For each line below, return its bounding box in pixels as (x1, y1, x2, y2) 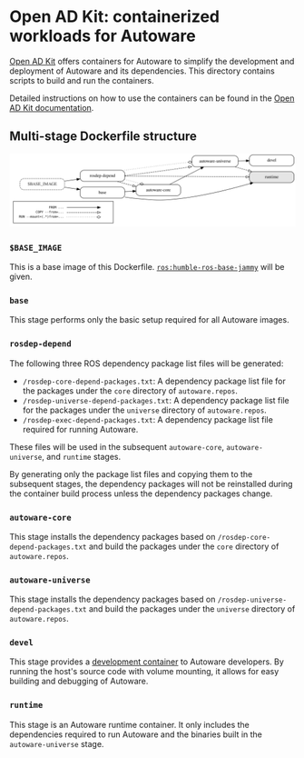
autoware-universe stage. (9, 738, 104, 749)
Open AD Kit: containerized (9, 6, 221, 27)
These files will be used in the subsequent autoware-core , (9, 441, 225, 452)
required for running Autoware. (22, 424, 139, 434)
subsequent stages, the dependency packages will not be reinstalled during (9, 478, 293, 489)
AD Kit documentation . (9, 102, 94, 113)
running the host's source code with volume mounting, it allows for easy (9, 666, 279, 677)
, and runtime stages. (42, 451, 122, 462)
